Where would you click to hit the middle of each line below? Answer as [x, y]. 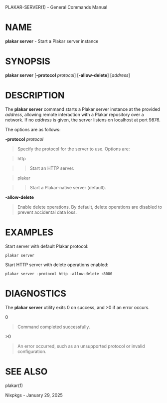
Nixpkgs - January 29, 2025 [34, 395]
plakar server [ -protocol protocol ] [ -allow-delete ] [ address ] [68, 75]
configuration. [32, 351]
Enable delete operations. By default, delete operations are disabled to [90, 207]
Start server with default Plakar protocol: [47, 246]
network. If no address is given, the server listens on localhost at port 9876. [83, 120]
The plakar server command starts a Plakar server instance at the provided [83, 109]
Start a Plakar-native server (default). [68, 187]
